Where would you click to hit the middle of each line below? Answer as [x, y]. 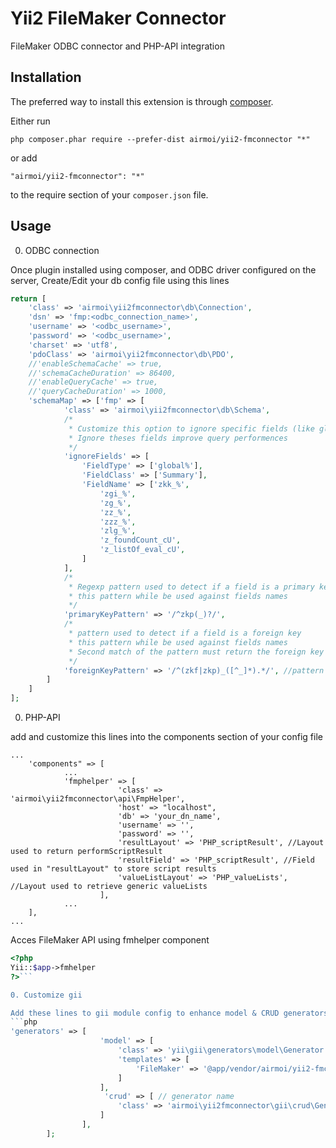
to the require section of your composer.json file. [109, 194]
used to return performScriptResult [86, 852]
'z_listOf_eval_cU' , [142, 550]
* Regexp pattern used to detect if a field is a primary [191, 587]
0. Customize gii [46, 995]
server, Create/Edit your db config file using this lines [120, 280]
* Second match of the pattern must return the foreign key [196, 652]
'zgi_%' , [118, 493]
